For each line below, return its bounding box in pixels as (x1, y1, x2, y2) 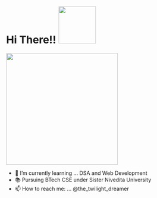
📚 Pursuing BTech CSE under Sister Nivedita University (14, 176, 152, 183)
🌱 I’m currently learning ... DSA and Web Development (14, 169, 147, 177)
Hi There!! (6, 33, 56, 47)
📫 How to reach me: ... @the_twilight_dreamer (14, 185, 130, 192)
